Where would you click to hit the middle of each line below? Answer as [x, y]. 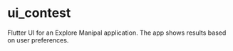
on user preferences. [38, 40]
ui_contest [39, 13]
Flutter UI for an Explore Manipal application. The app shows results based [117, 33]
